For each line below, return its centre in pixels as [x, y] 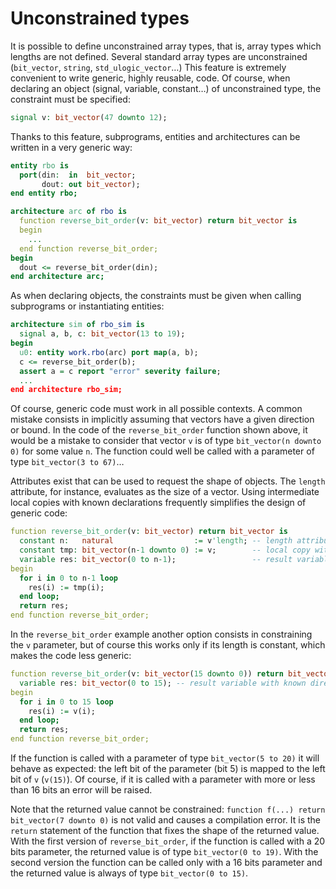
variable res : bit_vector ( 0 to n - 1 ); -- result [156, 559]
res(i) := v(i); [62, 711]
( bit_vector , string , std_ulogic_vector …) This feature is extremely [148, 67]
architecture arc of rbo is [69, 212]
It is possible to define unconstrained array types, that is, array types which [166, 46]
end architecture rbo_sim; [66, 390]
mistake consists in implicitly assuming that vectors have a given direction [162, 419]
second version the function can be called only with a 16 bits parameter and [166, 863]
